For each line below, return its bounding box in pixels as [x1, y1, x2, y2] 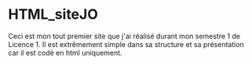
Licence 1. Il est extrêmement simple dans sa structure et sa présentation [8, 39, 245, 49]
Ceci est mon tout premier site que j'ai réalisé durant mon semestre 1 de [8, 31, 241, 41]
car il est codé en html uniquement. [8, 48, 123, 57]
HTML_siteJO [8, 5, 98, 23]
